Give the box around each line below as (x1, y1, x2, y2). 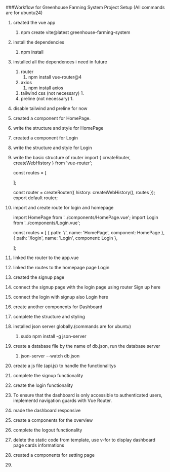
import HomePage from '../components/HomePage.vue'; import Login (13, 214, 158, 220)
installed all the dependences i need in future (13, 59, 108, 65)
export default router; (13, 195, 58, 201)
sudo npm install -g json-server (20, 333, 87, 339)
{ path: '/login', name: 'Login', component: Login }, (13, 235, 118, 241)
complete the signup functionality (13, 373, 83, 378)
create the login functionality (13, 382, 73, 388)
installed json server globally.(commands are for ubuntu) (13, 323, 131, 329)
